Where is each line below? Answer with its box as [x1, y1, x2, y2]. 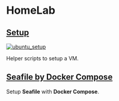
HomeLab [6, 4, 56, 17]
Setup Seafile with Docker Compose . [6, 88, 99, 95]
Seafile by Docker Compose [6, 72, 113, 82]
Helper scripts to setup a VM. [6, 55, 79, 62]
